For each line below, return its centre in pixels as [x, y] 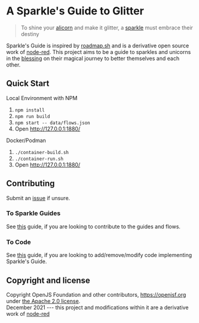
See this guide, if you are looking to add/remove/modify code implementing [99, 255]
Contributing [30, 184]
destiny [30, 34]
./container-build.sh [42, 152]
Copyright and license [48, 280]
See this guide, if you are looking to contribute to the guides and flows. [94, 227]
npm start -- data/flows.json [53, 123]
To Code [19, 242]
